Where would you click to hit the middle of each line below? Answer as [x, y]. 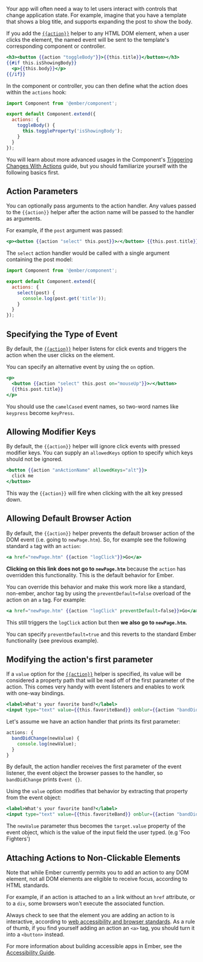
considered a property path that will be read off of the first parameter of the [100, 681]
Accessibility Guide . [31, 953]
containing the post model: [40, 260]
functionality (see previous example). [52, 640]
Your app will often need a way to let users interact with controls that [92, 9]
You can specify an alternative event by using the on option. [81, 367]
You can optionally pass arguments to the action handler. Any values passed [101, 206]
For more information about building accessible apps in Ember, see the [94, 946]
